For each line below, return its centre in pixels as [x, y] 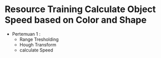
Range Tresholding [39, 39]
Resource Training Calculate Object [80, 9]
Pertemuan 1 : [26, 34]
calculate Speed [36, 50]
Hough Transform [38, 44]
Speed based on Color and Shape [76, 20]
